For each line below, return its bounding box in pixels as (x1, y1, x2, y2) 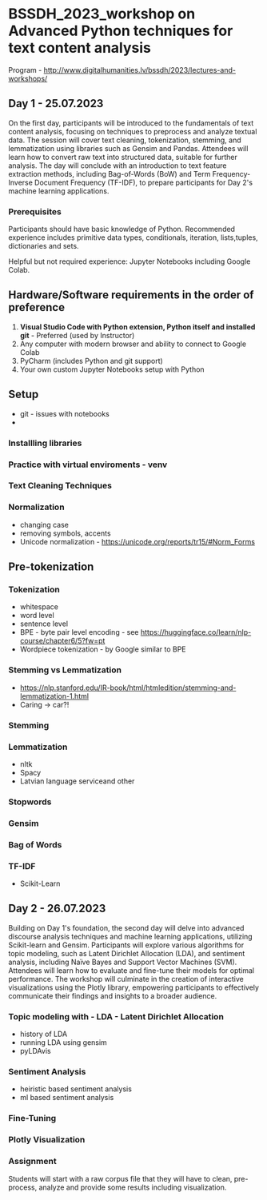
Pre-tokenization (8, 560, 94, 574)
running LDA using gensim (19, 1038, 108, 1047)
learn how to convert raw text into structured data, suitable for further (8, 152, 237, 161)
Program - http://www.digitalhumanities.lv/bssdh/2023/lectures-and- (8, 65, 236, 74)
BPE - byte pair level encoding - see (19, 628, 139, 637)
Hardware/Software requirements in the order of (8, 289, 254, 302)
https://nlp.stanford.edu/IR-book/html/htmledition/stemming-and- (19, 683, 237, 692)
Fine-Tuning (8, 1113, 57, 1124)
